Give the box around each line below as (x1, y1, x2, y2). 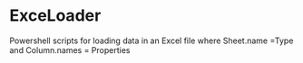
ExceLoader (9, 5, 102, 26)
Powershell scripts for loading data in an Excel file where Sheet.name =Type (9, 35, 294, 46)
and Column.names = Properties (9, 44, 131, 55)
